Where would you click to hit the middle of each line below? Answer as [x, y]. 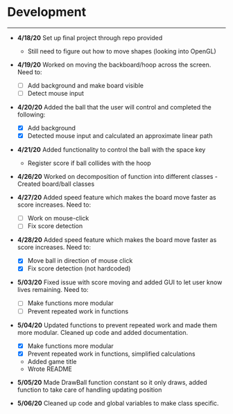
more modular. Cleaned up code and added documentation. [103, 332]
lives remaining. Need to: [53, 290]
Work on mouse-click [58, 218]
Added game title [52, 361]
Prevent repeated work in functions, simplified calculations [111, 354]
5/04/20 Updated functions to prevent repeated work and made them [117, 325]
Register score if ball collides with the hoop [89, 163]
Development [47, 12]
